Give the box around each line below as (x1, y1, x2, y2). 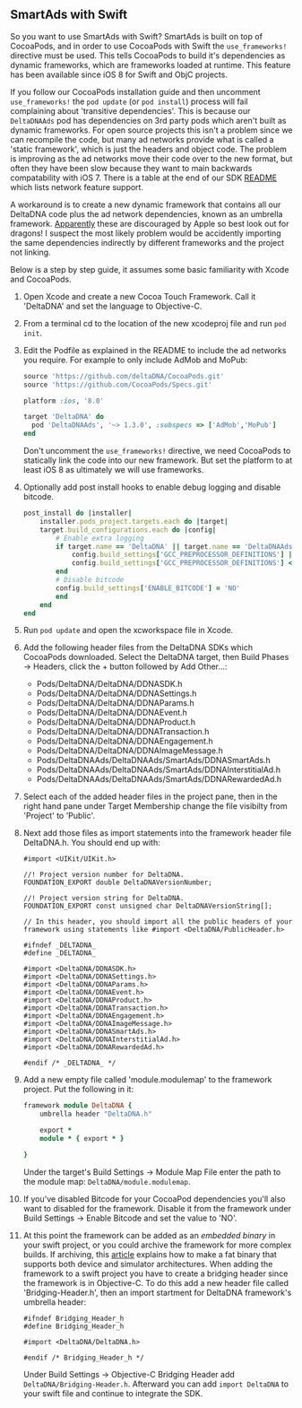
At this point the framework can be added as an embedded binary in (22, 1230, 276, 1240)
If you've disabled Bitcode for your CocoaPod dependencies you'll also (22, 1193, 286, 1204)
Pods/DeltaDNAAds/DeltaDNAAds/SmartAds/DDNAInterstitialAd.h (36, 764, 281, 775)
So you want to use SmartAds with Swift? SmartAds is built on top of (10, 30, 263, 41)
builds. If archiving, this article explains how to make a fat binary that (22, 1248, 277, 1259)
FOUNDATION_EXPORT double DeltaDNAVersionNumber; (22, 878, 213, 887)
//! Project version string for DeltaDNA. (22, 894, 185, 903)
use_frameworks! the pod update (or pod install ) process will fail (10, 96, 249, 107)
